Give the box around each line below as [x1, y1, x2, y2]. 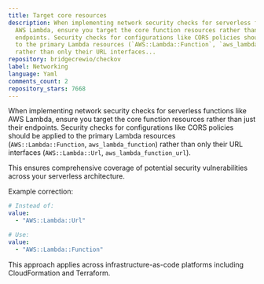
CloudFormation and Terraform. [8, 268, 111, 278]
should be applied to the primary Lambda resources [8, 131, 176, 141]
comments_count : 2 [8, 77, 68, 85]
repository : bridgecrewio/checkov [8, 56, 122, 64]
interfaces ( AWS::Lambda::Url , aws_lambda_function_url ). [8, 148, 191, 157]
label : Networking [8, 63, 68, 71]
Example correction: [8, 186, 73, 197]
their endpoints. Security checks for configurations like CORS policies [8, 123, 234, 132]
